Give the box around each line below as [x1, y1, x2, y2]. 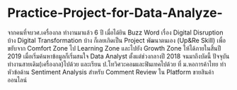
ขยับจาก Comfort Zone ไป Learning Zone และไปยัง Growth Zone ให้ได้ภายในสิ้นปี [7, 44, 221, 52]
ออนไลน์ [7, 75, 27, 84]
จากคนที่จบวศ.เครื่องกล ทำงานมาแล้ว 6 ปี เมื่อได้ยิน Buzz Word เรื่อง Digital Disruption [7, 28, 224, 37]
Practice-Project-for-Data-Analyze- [7, 5, 223, 21]
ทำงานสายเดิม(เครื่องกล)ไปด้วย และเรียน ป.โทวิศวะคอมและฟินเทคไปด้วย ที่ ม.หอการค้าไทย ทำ [7, 60, 226, 68]
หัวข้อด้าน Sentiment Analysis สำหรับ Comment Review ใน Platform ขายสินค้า [7, 67, 214, 76]
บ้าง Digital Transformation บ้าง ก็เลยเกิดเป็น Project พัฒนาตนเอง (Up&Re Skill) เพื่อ [7, 36, 226, 44]
